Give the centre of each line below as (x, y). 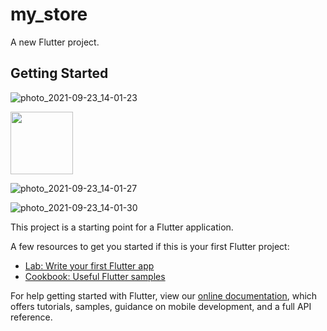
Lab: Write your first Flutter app (89, 265)
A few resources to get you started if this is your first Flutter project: (150, 246)
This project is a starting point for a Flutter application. (122, 227)
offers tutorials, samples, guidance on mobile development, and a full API (161, 306)
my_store (49, 14)
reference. (31, 317)
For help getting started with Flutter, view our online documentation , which (164, 295)
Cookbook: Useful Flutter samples (95, 276)
